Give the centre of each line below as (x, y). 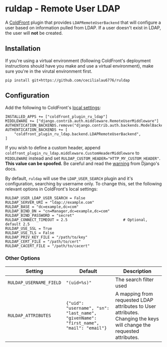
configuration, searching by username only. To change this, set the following (83, 183)
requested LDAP (134, 300)
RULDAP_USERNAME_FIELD (34, 282)
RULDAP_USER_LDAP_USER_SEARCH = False (45, 198)
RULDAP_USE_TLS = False (30, 233)
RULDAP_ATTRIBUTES (29, 315)
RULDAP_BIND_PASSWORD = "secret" (40, 215)
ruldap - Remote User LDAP (63, 9)
